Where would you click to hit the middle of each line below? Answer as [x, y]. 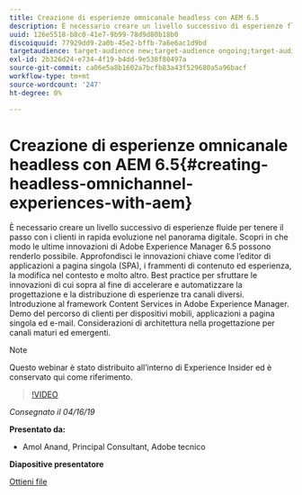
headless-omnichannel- [102, 183]
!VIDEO [44, 395]
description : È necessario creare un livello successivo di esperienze [146, 26]
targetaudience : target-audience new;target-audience [112, 51]
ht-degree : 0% [36, 93]
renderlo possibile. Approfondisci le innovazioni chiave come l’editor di [140, 256]
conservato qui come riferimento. [71, 377]
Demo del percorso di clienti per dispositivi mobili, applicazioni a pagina [142, 314]
